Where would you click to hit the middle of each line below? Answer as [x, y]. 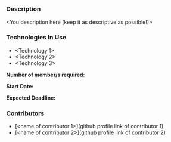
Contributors [25, 113]
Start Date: [20, 86]
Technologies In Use [36, 38]
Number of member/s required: [46, 75]
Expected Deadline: [31, 98]
